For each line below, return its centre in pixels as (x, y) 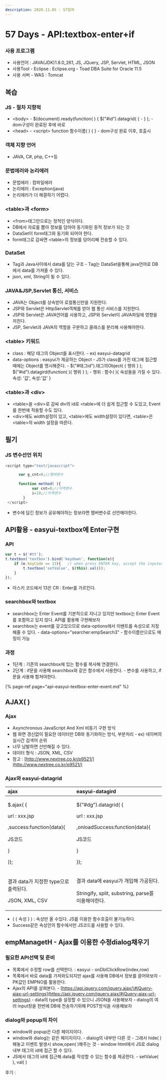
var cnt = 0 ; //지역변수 (52, 489)
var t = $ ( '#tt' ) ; (24, 555)
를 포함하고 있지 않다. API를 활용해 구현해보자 (56, 620)
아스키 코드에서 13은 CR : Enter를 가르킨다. (54, 587)
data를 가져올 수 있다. (43, 270)
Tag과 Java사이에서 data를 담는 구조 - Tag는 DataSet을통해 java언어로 (82, 264)
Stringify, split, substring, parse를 (115, 894)
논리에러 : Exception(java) (38, 189)
